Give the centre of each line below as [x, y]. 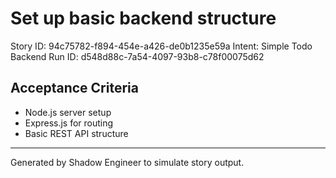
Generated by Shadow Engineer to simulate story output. [127, 162]
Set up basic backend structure [143, 18]
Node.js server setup [68, 112]
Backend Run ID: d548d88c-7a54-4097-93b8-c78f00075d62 [137, 56]
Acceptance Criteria [74, 88]
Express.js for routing [69, 123]
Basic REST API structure [76, 133]
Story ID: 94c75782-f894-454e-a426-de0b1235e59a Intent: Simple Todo [161, 46]
